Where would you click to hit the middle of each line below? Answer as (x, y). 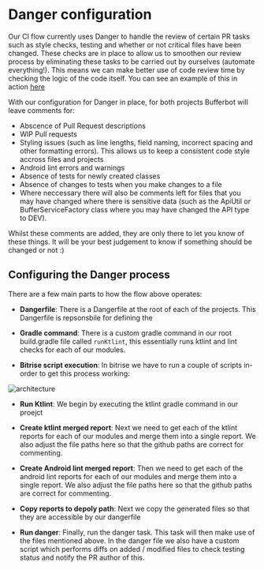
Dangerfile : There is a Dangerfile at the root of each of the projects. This (138, 309)
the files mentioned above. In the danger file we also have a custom (129, 540)
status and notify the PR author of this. (82, 557)
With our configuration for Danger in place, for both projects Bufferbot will (128, 102)
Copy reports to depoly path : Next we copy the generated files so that (134, 508)
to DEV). (33, 218)
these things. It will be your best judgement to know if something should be (130, 242)
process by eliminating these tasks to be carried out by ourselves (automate (132, 62)
